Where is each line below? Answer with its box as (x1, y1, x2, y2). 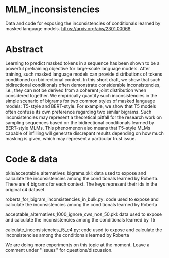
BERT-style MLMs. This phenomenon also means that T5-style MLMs (5, 125, 151, 131)
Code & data (5, 154, 58, 165)
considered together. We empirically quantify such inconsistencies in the (5, 92, 157, 98)
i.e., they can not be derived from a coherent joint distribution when (5, 87, 146, 93)
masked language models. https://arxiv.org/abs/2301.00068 (5, 25, 131, 31)
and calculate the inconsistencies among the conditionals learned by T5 (5, 216, 156, 223)
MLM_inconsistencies (5, 4, 100, 15)
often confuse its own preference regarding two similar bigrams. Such (5, 108, 152, 115)
